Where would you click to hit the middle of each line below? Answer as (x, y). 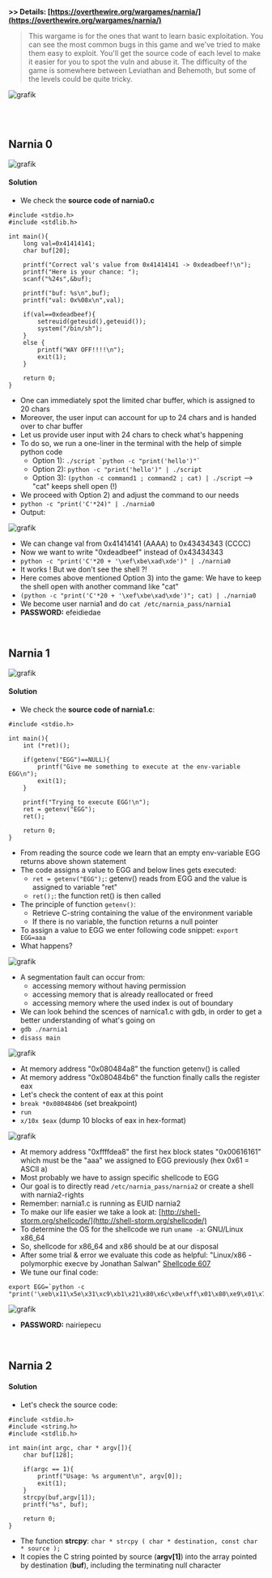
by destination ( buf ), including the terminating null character (121, 1565)
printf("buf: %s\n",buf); (67, 293)
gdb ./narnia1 (44, 1030)
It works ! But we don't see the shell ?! (83, 569)
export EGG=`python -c (47, 1287)
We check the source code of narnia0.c (87, 201)
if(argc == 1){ (49, 1469)
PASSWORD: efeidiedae (60, 612)
